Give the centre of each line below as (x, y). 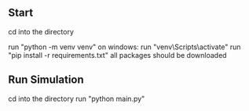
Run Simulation (46, 80)
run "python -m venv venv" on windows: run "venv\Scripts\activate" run (124, 47)
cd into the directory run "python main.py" (77, 98)
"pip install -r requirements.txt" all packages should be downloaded (117, 55)
